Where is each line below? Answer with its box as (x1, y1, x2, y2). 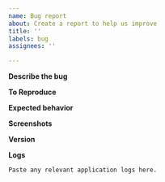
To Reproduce (8, 87, 57, 97)
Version (8, 135, 36, 145)
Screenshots (8, 119, 53, 128)
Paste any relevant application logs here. (8, 166, 158, 175)
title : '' (8, 27, 42, 35)
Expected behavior (8, 103, 74, 113)
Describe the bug (8, 71, 68, 81)
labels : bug (8, 34, 49, 43)
